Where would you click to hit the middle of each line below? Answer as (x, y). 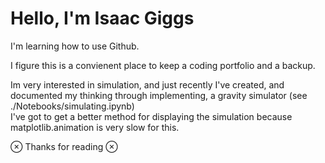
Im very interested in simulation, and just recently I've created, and (147, 84)
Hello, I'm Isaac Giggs (102, 18)
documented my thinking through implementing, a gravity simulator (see (159, 95)
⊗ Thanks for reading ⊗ (64, 146)
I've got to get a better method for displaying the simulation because (151, 116)
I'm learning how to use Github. (75, 46)
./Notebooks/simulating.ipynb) (72, 106)
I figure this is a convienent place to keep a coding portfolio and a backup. (163, 65)
